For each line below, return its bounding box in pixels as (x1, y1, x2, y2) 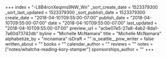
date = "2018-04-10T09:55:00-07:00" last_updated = (48, 20, 158, 26)
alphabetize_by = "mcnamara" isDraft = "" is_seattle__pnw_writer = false (5, 36, 154, 42)
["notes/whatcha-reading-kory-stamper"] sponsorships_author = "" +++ (5, 47, 154, 52)
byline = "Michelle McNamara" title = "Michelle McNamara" (39, 31, 162, 36)
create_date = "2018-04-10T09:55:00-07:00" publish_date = (5, 15, 130, 20)
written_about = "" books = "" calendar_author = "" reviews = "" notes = (5, 41, 154, 47)
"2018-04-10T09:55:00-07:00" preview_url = (5, 25, 98, 31)
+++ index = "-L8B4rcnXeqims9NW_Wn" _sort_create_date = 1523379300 (5, 4, 158, 10)
